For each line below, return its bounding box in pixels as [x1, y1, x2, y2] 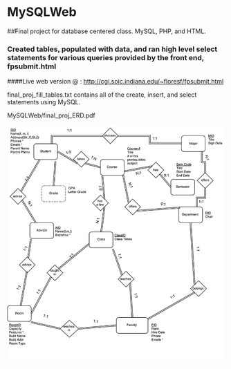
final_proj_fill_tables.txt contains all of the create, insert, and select [7, 91, 197, 99]
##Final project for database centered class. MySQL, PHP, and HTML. [7, 27, 206, 35]
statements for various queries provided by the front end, [7, 53, 204, 62]
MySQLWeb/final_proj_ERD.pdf [7, 111, 95, 120]
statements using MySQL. [7, 98, 81, 106]
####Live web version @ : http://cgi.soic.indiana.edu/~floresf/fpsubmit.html [7, 77, 224, 86]
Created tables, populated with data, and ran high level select [7, 44, 218, 54]
